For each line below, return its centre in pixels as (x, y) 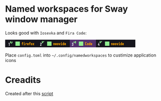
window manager (41, 19)
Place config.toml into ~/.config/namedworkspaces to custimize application (81, 55)
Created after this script (29, 93)
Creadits (23, 80)
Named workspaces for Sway (66, 9)
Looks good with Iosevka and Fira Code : (46, 33)
